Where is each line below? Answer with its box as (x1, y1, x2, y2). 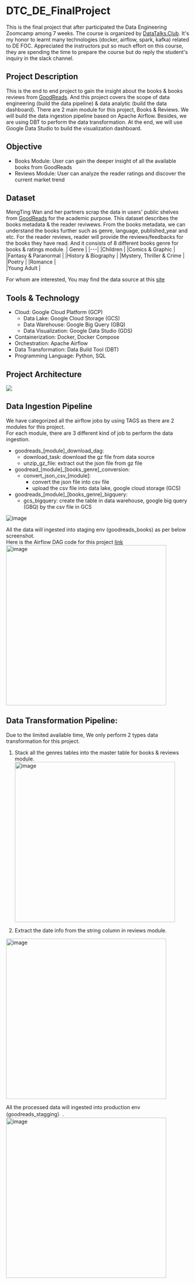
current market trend (14, 176, 65, 183)
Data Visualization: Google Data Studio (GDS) (23, 327, 133, 334)
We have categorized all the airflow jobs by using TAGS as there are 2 (6, 417, 175, 424)
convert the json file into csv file (32, 478, 110, 485)
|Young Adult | (6, 265, 41, 272)
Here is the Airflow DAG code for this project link (6, 538, 124, 545)
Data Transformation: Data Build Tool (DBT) (14, 346, 119, 353)
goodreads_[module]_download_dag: (14, 447, 104, 454)
